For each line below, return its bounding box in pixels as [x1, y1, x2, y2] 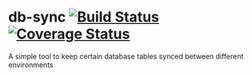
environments [8, 60, 54, 70]
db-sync [8, 8, 66, 26]
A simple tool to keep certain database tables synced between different [8, 51, 244, 61]
